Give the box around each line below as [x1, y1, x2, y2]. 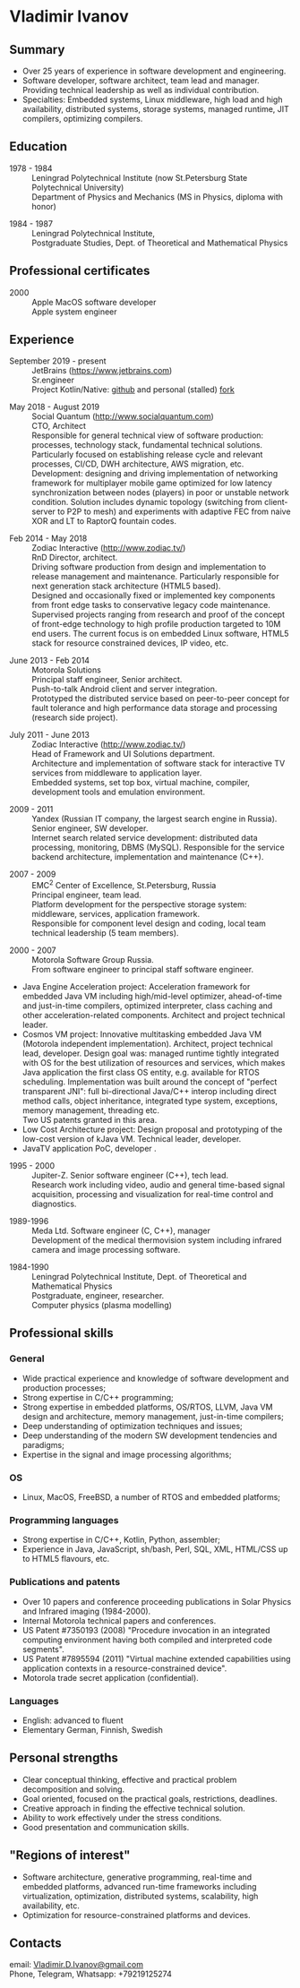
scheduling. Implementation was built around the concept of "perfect [21, 1076, 278, 1087]
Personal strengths [9, 1751, 118, 1766]
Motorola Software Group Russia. [31, 955, 154, 965]
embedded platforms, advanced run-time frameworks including [21, 1881, 257, 1891]
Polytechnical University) [31, 182, 124, 193]
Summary [9, 42, 65, 57]
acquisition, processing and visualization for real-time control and [31, 1189, 274, 1200]
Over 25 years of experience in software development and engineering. [21, 65, 287, 76]
